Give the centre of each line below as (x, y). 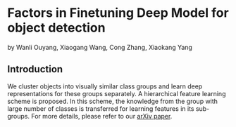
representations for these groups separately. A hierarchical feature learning (117, 93)
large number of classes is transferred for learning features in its (101, 108)
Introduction (35, 69)
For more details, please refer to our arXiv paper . (102, 116)
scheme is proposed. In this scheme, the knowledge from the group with (113, 101)
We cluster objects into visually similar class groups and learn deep (105, 86)
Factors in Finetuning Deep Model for (118, 13)
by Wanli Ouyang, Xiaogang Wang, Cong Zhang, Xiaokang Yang (100, 47)
